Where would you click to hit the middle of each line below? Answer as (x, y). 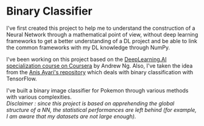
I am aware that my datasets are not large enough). (71, 116)
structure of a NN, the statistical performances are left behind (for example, (101, 110)
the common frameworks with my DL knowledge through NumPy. (88, 47)
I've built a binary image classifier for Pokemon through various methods (97, 90)
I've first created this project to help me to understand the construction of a (101, 28)
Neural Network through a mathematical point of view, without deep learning (102, 34)
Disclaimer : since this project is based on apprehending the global (90, 103)
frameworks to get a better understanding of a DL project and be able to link (102, 41)
